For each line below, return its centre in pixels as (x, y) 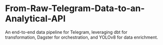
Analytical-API (35, 19)
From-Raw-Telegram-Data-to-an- (75, 8)
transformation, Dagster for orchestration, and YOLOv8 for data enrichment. (81, 37)
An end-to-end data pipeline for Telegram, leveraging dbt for (66, 32)
